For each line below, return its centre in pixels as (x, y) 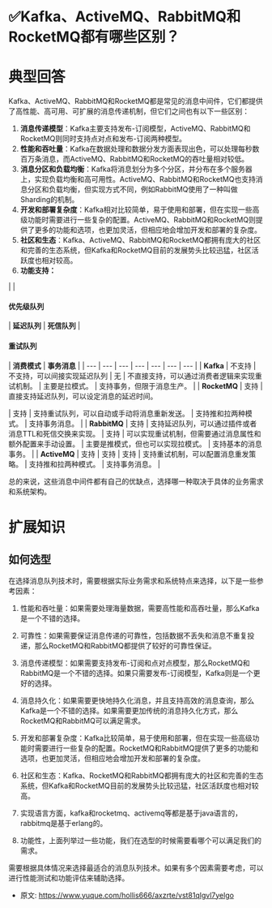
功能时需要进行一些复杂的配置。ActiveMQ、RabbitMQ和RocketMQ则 (142, 220)
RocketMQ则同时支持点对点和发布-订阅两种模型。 (103, 139)
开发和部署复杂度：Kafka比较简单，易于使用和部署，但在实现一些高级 (136, 738)
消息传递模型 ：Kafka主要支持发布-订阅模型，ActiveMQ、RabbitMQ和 (135, 129)
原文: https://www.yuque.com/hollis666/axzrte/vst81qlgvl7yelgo (127, 895)
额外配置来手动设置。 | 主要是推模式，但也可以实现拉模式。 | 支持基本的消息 (136, 444)
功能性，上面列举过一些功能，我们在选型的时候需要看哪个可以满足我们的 (140, 840)
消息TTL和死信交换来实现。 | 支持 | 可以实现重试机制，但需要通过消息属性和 (135, 433)
